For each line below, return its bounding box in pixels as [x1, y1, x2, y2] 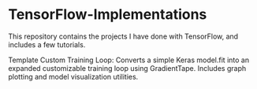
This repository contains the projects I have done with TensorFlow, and [8, 32, 239, 41]
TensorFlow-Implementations [8, 6, 207, 24]
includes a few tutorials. [8, 39, 86, 49]
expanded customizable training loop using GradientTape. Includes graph [8, 63, 247, 72]
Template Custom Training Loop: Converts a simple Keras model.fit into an [8, 55, 250, 65]
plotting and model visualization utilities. [8, 72, 139, 81]
